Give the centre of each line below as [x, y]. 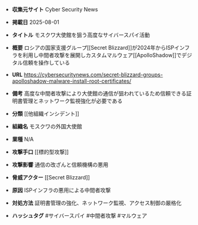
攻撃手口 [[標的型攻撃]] [40, 152]
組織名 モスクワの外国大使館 [47, 126]
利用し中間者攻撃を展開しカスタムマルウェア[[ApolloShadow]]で [102, 55]
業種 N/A [23, 139]
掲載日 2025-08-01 [35, 22]
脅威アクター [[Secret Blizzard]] [51, 177]
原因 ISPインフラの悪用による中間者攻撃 [61, 190]
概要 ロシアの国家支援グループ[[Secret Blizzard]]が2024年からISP [93, 48]
